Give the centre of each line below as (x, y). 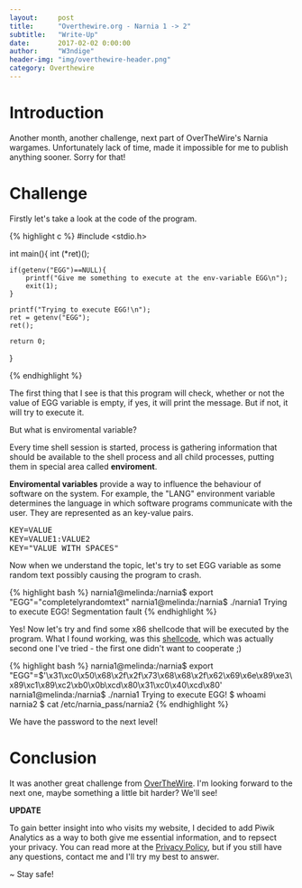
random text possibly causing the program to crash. (105, 575)
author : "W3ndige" (52, 51)
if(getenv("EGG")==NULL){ (58, 270)
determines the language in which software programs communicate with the (151, 503)
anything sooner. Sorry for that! (68, 157)
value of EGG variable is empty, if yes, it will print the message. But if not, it (149, 402)
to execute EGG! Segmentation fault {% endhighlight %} (113, 612)
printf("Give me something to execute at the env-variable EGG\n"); (157, 278)
